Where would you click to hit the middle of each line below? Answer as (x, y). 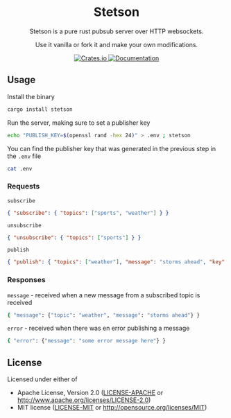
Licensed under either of (42, 379)
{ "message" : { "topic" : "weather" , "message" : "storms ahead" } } (103, 315)
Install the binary (31, 96)
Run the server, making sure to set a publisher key (79, 123)
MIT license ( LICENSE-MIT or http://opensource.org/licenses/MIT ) (112, 408)
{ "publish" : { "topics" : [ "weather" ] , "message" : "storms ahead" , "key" (116, 262)
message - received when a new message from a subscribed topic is (104, 295)
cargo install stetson (40, 109)
